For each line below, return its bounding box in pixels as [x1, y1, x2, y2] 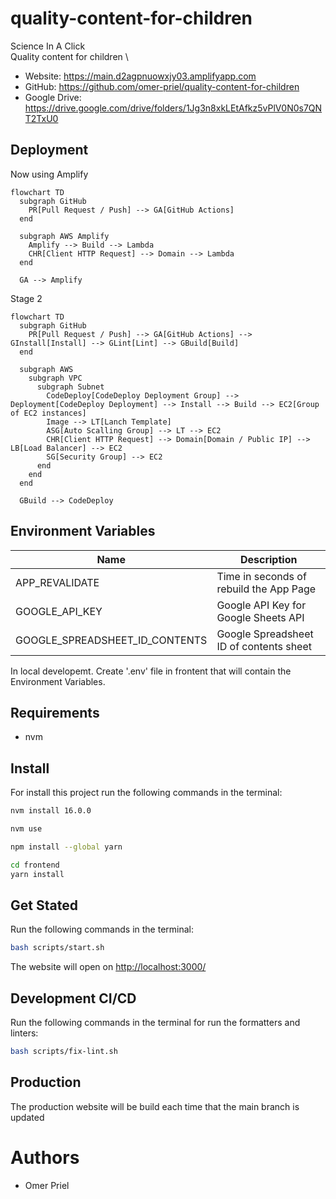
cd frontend [10, 860, 60, 870]
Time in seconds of [216, 569, 307, 583]
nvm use [10, 824, 43, 834]
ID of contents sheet [216, 639, 313, 653]
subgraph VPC [28, 373, 83, 383]
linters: [10, 1027, 39, 1039]
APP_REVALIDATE [15, 575, 100, 589]
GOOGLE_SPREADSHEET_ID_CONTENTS [15, 633, 208, 647]
